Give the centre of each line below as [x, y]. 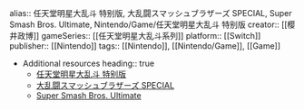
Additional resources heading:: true [88, 63]
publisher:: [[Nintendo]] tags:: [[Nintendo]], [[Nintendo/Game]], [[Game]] [145, 46]
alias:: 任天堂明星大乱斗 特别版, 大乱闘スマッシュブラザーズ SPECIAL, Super [151, 13]
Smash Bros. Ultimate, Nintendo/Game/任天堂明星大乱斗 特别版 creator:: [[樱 [152, 24]
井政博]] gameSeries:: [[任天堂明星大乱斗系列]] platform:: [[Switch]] [135, 36]
